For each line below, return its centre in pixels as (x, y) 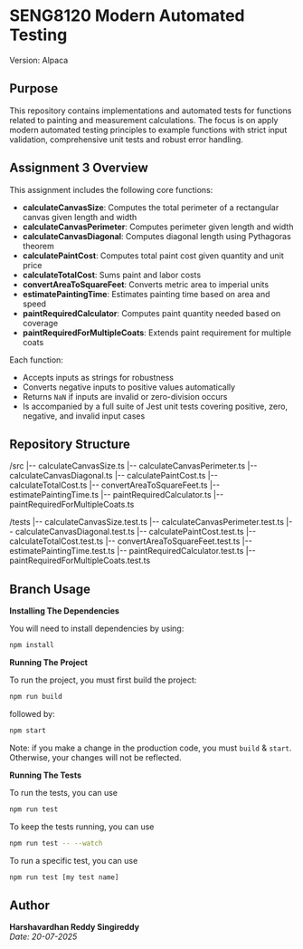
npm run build (36, 697)
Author (29, 905)
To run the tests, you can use (64, 792)
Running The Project (49, 663)
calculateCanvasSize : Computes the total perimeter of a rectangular (151, 207)
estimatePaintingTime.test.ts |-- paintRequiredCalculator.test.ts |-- (133, 551)
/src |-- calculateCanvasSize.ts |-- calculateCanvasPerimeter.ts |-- (133, 466)
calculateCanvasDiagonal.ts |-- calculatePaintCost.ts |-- (114, 476)
